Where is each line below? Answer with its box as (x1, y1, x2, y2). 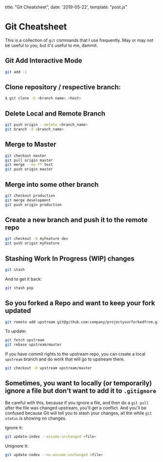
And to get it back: (5, 276, 42, 282)
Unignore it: (5, 443, 29, 449)
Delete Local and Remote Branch (5, 109, 106, 117)
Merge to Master (5, 140, 57, 149)
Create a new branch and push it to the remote (5, 216, 148, 224)
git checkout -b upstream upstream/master (5, 366, 92, 371)
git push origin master (5, 167, 53, 172)
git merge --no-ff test (5, 162, 53, 167)
